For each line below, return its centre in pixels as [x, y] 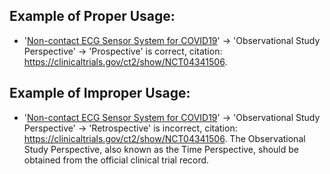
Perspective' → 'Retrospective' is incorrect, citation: [130, 128]
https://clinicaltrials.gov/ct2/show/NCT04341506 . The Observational [164, 138]
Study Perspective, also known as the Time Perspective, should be [161, 149]
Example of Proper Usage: [92, 16]
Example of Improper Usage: [100, 93]
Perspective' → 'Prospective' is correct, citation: [123, 51]
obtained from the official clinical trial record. [116, 160]
